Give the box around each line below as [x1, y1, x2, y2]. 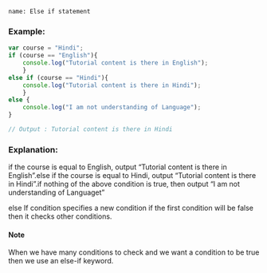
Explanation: [8, 144, 58, 155]
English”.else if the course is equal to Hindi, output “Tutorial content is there [8, 171, 257, 180]
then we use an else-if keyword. [8, 256, 114, 266]
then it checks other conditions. [8, 212, 112, 221]
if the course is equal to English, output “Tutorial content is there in [8, 162, 227, 172]
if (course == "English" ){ [8, 52, 98, 60]
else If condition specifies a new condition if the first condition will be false [8, 204, 253, 213]
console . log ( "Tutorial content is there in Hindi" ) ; [22, 81, 202, 89]
